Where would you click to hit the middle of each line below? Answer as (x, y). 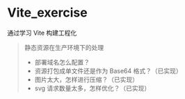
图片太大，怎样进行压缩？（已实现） (87, 79)
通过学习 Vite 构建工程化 (42, 33)
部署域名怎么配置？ (62, 62)
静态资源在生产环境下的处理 (64, 47)
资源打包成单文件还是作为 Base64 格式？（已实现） (108, 71)
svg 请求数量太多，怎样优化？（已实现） (92, 88)
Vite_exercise (48, 13)
